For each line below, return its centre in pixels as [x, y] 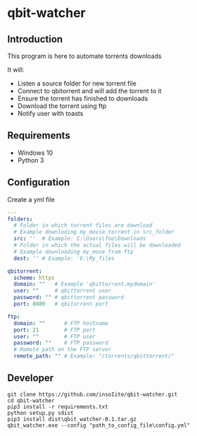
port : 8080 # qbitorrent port [61, 304]
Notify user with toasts [50, 113]
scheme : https [34, 278]
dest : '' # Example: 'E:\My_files [64, 258]
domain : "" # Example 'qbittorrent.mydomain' [85, 284]
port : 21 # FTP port [55, 330]
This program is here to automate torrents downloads [84, 56]
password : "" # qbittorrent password [69, 297]
